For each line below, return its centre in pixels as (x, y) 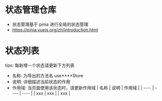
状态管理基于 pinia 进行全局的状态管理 (50, 24)
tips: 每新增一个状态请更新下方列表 (40, 65)
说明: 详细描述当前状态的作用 (41, 82)
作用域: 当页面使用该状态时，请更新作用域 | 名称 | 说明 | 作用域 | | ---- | (83, 87)
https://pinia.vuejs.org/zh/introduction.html (55, 30)
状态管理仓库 (31, 10)
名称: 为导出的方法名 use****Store (48, 75)
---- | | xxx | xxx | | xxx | (46, 93)
